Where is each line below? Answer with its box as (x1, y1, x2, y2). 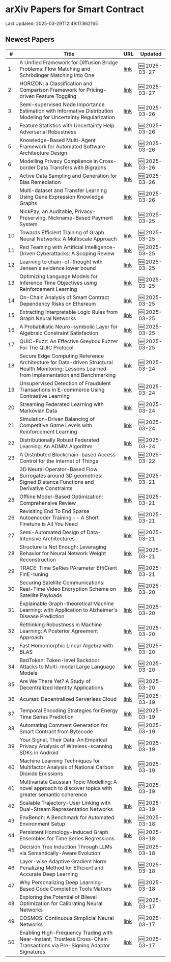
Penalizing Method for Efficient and (19, 864, 104, 871)
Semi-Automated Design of (19, 529, 85, 536)
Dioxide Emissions (19, 770, 64, 777)
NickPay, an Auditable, (19, 208, 74, 215)
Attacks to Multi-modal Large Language (19, 663, 116, 670)
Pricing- (86, 86, 107, 93)
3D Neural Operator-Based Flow (19, 465, 98, 473)
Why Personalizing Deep (19, 878, 79, 886)
